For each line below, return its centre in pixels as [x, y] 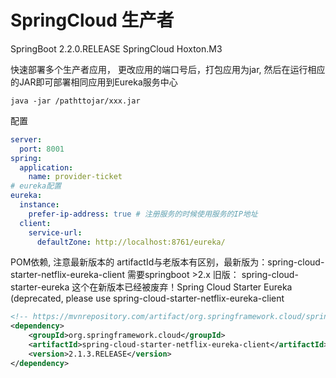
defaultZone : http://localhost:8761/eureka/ [131, 242]
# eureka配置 [36, 186]
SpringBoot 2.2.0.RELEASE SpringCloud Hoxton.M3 [116, 48]
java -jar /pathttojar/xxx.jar [75, 101]
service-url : [55, 232]
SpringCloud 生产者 [92, 20]
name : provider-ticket [75, 177]
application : [46, 167]
